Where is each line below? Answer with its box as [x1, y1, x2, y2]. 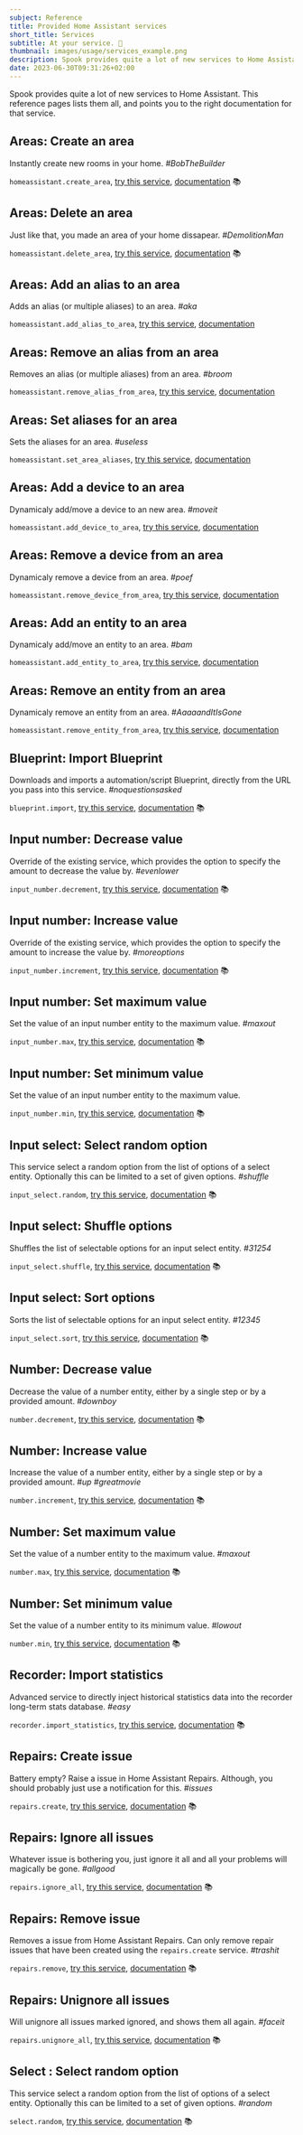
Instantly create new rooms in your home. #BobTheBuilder [9, 157, 225, 168]
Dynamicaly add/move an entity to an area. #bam [9, 639, 193, 651]
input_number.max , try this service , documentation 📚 [9, 1036, 206, 1047]
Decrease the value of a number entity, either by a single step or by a [9, 1386, 266, 1397]
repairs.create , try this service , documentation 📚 [9, 1800, 197, 1812]
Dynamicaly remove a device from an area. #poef [9, 571, 193, 583]
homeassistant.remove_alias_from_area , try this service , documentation [9, 386, 275, 398]
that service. [9, 108, 56, 118]
